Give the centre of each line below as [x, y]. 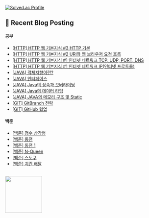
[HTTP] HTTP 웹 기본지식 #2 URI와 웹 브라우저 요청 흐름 [67, 54]
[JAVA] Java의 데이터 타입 [38, 91]
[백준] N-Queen [28, 151]
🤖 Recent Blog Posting [39, 23]
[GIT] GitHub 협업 [30, 109]
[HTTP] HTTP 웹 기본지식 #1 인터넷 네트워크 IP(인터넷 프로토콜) [73, 66]
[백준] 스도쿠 [24, 157]
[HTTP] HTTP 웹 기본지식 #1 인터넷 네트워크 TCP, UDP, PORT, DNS [78, 60]
